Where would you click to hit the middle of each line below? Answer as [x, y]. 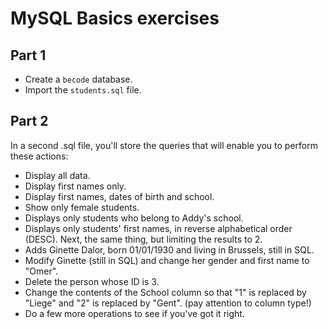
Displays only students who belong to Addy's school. [134, 218]
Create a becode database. [78, 79]
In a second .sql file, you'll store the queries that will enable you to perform [164, 145]
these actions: [39, 156]
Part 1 [28, 55]
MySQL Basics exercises [115, 18]
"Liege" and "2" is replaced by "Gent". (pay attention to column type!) [168, 303]
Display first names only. [75, 186]
